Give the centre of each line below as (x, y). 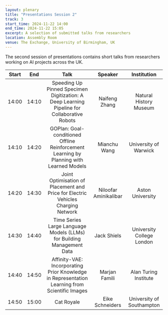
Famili (108, 278)
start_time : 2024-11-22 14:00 (37, 24)
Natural (144, 95)
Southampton (144, 305)
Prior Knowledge (67, 272)
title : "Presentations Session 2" (41, 15)
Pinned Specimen (67, 89)
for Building (67, 238)
